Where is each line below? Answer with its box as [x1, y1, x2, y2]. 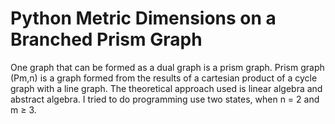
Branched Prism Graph [10, 28, 203, 51]
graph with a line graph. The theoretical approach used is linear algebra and [10, 82, 323, 94]
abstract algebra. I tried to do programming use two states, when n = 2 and [10, 93, 320, 105]
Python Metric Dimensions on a [10, 7, 277, 30]
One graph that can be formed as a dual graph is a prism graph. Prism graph [10, 61, 325, 73]
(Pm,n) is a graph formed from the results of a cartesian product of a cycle [10, 72, 318, 84]
